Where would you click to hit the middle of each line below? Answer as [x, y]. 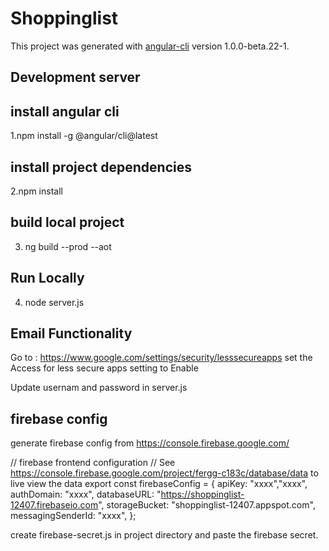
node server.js [54, 302]
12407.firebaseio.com [54, 505]
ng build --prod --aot [68, 246]
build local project [67, 222]
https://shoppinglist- [202, 494]
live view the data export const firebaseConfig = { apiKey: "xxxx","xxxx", [159, 484]
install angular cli [65, 111]
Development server [75, 77]
